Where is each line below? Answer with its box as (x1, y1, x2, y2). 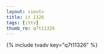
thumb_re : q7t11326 (6, 25, 55, 31)
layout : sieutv (6, 8, 44, 15)
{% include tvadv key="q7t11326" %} (6, 42, 98, 49)
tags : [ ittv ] (6, 20, 39, 26)
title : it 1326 (6, 14, 44, 20)
